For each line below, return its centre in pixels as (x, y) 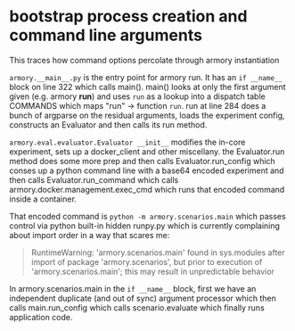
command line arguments (106, 35)
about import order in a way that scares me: (90, 235)
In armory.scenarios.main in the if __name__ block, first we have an (133, 288)
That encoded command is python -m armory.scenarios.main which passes (148, 216)
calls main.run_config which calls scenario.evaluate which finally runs (137, 307)
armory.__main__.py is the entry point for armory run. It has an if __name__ (146, 77)
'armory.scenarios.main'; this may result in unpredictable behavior (152, 271)
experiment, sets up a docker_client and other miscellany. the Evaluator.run (147, 151)
